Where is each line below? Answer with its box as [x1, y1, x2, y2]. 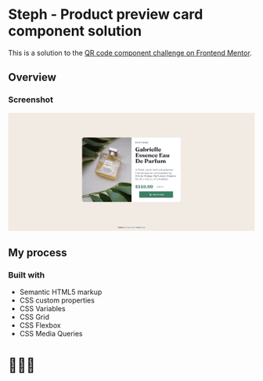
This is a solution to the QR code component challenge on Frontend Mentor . [8, 48, 252, 57]
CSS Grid [19, 312, 49, 322]
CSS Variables [19, 304, 66, 314]
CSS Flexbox [19, 321, 61, 330]
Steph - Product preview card [8, 5, 204, 24]
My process [8, 245, 67, 259]
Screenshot [8, 94, 53, 105]
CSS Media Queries [19, 329, 83, 339]
